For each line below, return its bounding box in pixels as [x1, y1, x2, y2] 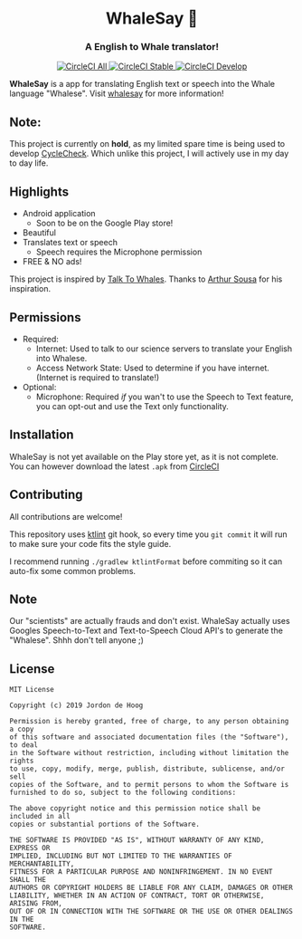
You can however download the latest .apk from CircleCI [9, 461, 220, 472]
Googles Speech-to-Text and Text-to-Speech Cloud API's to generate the [9, 625, 283, 637]
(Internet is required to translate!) [35, 371, 160, 383]
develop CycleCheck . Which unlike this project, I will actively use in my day [9, 149, 289, 159]
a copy [9, 724, 34, 734]
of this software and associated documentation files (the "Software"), [9, 733, 289, 742]
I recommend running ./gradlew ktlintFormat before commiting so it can [9, 556, 283, 567]
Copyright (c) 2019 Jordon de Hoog [9, 701, 144, 710]
